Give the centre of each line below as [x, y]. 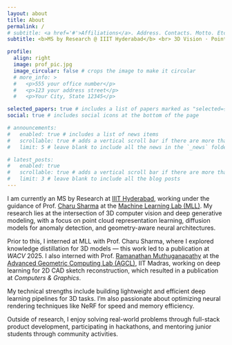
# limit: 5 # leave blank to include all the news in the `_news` [108, 147]
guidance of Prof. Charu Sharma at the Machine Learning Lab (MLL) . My [110, 206]
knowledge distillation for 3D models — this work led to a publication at [108, 248]
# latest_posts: [30, 159]
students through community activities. [63, 334]
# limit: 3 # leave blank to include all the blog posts [94, 179]
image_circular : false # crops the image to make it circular [105, 71]
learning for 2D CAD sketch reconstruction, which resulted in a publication [113, 270]
